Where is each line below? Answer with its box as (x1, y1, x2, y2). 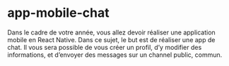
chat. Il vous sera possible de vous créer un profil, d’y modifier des (7, 43, 202, 51)
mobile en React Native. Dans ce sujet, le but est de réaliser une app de (7, 35, 216, 44)
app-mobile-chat (7, 5, 110, 21)
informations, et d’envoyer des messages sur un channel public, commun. (7, 51, 223, 59)
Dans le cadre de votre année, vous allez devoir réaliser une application (7, 28, 216, 37)
